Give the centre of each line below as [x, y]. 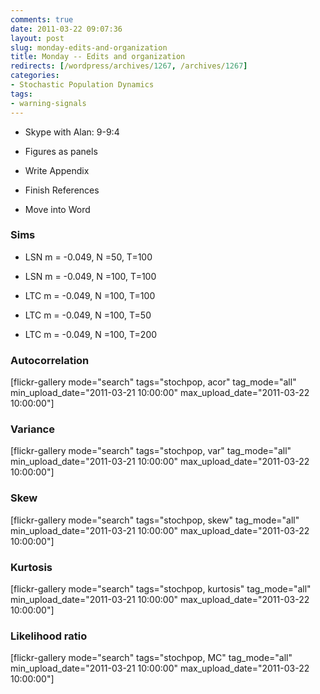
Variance [32, 429]
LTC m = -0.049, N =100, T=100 [90, 295]
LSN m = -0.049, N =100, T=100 [90, 276]
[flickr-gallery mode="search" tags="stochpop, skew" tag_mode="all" [155, 520]
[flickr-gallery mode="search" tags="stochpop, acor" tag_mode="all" [153, 382]
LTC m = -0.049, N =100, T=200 [91, 334]
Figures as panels [61, 151]
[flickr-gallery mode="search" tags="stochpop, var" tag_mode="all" [151, 451]
